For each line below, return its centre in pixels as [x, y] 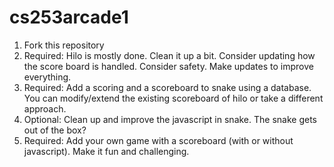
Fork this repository [64, 45]
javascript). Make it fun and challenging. [106, 151]
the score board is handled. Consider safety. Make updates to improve [168, 66]
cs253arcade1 [69, 17]
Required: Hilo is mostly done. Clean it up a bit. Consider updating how [169, 55]
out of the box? [55, 130]
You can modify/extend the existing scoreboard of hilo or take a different [173, 98]
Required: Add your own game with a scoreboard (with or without [158, 140]
